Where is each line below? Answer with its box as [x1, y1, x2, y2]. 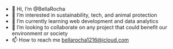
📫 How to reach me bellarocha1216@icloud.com [11, 36, 129, 43]
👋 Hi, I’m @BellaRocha [11, 6, 66, 12]
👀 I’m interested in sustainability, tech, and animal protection [11, 12, 157, 18]
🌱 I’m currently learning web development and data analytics [11, 18, 158, 24]
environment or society [11, 30, 68, 37]
